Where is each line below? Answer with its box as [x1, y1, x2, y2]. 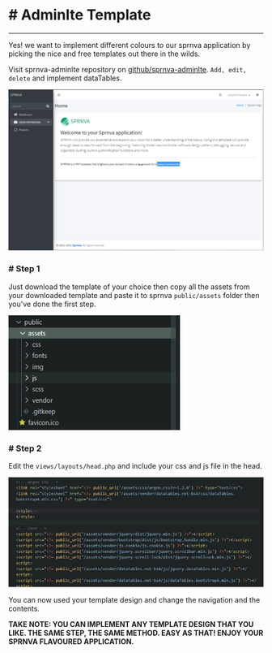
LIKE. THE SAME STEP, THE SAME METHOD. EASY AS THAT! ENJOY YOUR [8, 628, 264, 638]
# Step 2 [8, 443, 42, 454]
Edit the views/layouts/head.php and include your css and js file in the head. [8, 461, 263, 470]
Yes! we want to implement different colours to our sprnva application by [8, 40, 251, 50]
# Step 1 [8, 263, 40, 275]
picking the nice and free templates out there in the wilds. [8, 49, 201, 58]
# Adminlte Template [8, 6, 151, 24]
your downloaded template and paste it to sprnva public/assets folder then [8, 290, 260, 300]
